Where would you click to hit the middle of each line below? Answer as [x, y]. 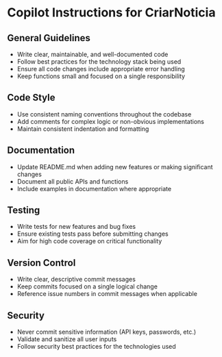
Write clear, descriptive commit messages [76, 280]
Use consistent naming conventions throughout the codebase [104, 114]
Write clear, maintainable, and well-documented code [92, 54]
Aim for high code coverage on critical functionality [89, 241]
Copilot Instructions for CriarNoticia [111, 13]
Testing [24, 210]
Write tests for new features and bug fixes [76, 227]
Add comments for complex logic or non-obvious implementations [110, 121]
